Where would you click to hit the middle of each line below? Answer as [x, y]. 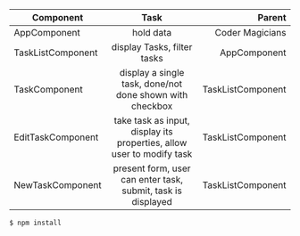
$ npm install [36, 223]
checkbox [152, 106]
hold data [152, 33]
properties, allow [152, 143]
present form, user [152, 168]
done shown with [152, 95]
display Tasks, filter [152, 47]
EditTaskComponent [56, 137]
